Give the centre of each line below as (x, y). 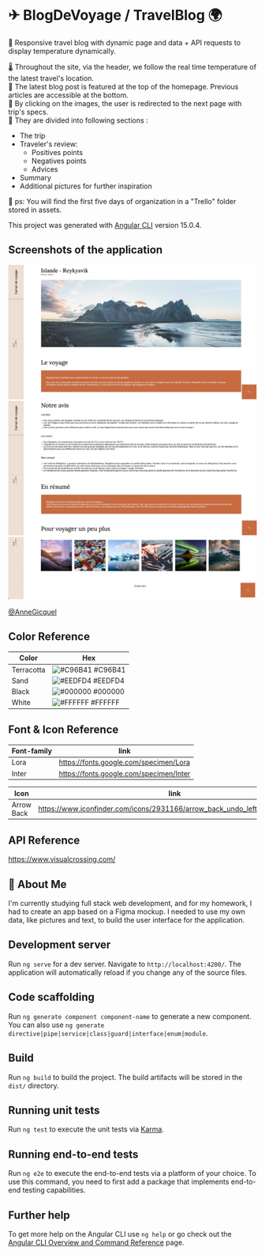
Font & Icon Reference (63, 730)
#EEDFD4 (109, 681)
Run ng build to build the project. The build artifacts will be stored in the (125, 1077)
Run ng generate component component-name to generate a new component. (130, 1016)
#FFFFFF (105, 703)
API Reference (44, 840)
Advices (45, 169)
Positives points (57, 152)
